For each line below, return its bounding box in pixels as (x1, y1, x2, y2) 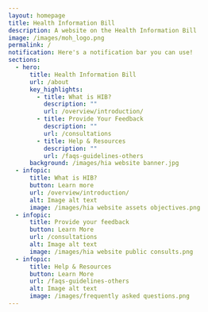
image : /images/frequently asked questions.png (29, 292, 191, 300)
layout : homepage (8, 11, 66, 20)
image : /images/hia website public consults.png (29, 248, 194, 256)
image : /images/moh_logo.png (8, 33, 105, 42)
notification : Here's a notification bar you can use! (8, 48, 194, 56)
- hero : (15, 64, 41, 71)
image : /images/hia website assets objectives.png (29, 203, 201, 211)
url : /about (29, 78, 69, 86)
